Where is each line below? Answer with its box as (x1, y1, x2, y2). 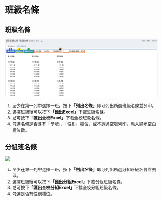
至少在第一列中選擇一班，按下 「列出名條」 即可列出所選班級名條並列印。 (12, 103, 156, 109)
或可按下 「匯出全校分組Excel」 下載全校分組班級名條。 (12, 185, 121, 191)
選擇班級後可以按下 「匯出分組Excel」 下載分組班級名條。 (12, 179, 125, 184)
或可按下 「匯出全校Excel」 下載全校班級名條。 (12, 115, 104, 121)
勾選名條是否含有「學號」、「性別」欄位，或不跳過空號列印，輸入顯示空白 (12, 121, 156, 127)
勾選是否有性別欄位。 (12, 191, 55, 197)
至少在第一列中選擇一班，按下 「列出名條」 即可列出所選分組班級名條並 (12, 167, 152, 172)
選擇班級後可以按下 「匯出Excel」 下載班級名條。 (12, 109, 108, 115)
